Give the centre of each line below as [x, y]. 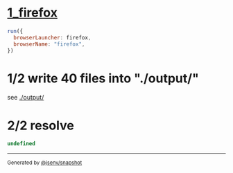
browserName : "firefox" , [49, 44]
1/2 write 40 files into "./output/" [103, 78]
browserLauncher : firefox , [52, 37]
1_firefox [32, 13]
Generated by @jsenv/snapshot [45, 163]
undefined [21, 144]
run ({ [15, 31]
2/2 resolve [41, 125]
